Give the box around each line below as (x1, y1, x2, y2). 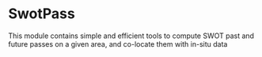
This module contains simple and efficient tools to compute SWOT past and (8, 31, 255, 40)
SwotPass (8, 5, 75, 23)
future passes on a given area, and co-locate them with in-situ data (8, 39, 228, 48)
